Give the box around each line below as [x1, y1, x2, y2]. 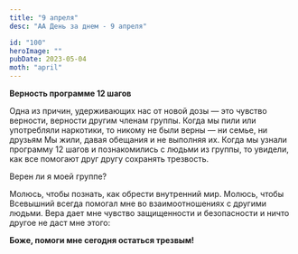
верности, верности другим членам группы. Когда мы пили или [9, 115, 256, 126]
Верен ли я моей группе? [9, 171, 107, 182]
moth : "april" [9, 63, 63, 72]
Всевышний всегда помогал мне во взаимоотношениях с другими [9, 198, 267, 209]
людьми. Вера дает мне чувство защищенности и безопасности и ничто [9, 208, 290, 218]
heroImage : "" [9, 46, 63, 55]
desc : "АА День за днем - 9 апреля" [9, 22, 147, 31]
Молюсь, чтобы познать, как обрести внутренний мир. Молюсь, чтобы [9, 189, 284, 199]
